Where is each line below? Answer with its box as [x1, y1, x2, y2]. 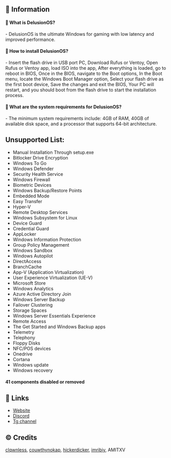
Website [12, 407, 31, 413]
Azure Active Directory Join [12, 291, 71, 297]
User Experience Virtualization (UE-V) [12, 274, 93, 281]
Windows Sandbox [12, 247, 53, 253]
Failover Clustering [12, 302, 53, 308]
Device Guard [12, 220, 42, 226]
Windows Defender [12, 165, 54, 172]
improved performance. [5, 36, 55, 43]
